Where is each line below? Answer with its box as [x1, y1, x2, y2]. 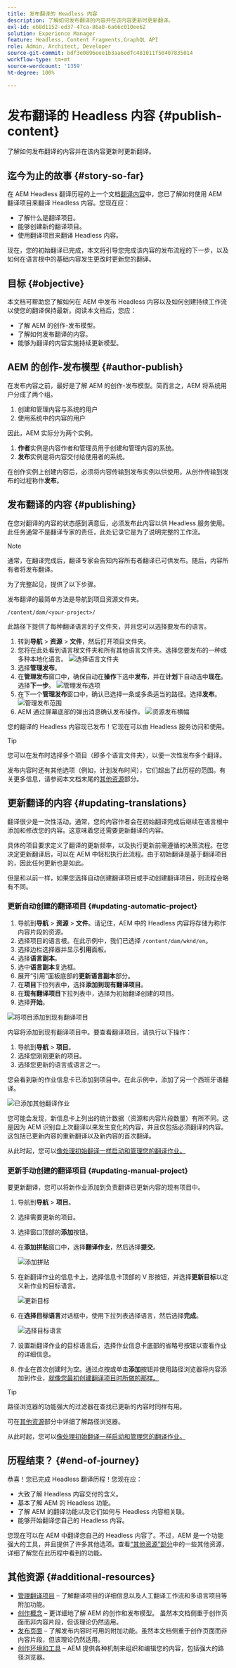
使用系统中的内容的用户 [17, 413, 86, 422]
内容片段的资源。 [17, 928, 67, 936]
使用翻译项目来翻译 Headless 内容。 [17, 231, 123, 240]
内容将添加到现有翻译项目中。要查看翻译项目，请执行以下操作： [7, 1027, 192, 1036]
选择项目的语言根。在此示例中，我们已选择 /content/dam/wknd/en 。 [17, 936, 212, 944]
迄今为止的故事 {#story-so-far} [7, 169, 145, 181]
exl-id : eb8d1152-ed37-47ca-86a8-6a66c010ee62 [7, 23, 146, 30]
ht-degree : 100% [7, 69, 55, 76]
